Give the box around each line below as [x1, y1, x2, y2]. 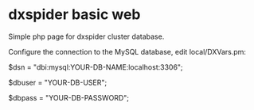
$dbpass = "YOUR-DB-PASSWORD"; [8, 93, 130, 102]
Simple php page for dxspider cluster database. [8, 32, 165, 41]
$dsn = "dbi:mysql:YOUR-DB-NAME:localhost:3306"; [8, 62, 183, 72]
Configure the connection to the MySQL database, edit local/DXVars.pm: [8, 47, 247, 56]
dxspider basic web [8, 6, 141, 24]
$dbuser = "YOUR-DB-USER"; [8, 78, 107, 87]
